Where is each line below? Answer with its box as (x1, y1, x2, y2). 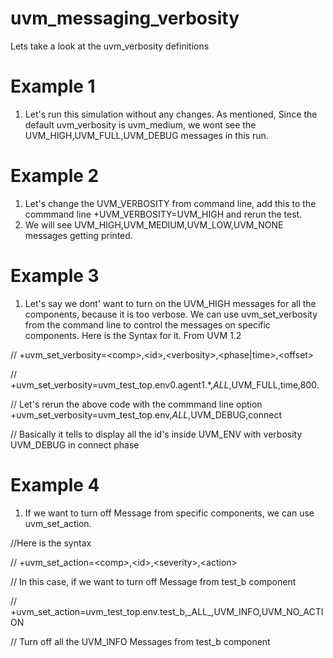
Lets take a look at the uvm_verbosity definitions (10, 40, 210, 52)
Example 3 (10, 265, 100, 287)
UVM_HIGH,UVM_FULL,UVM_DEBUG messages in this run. (24, 129, 269, 141)
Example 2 (10, 165, 100, 187)
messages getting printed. (24, 229, 133, 241)
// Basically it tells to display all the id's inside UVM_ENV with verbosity (10, 428, 303, 440)
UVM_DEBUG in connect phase (10, 438, 140, 451)
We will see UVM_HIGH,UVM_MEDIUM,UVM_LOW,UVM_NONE (24, 218, 284, 231)
